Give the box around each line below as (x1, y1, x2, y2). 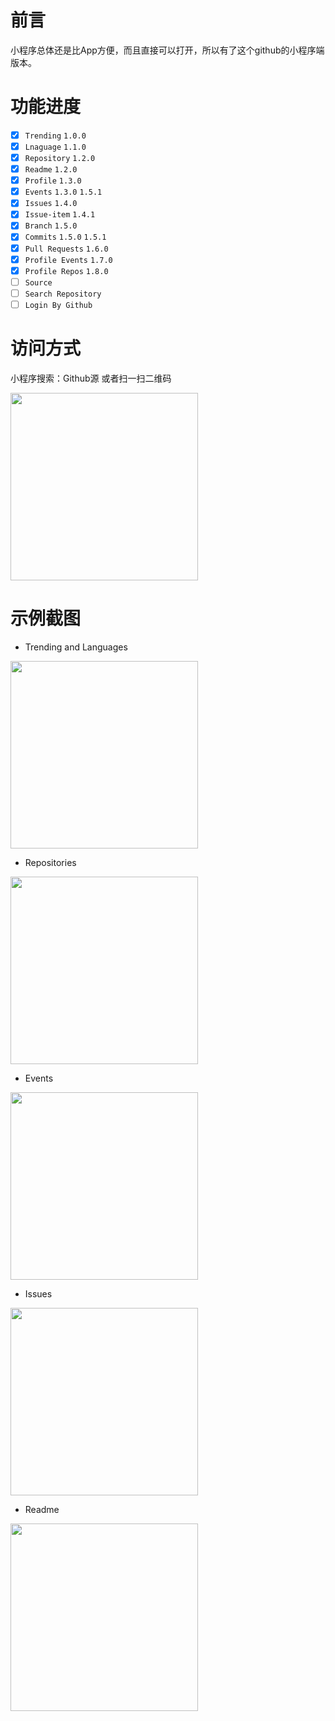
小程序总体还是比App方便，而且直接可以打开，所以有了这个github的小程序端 (10, 44, 325, 56)
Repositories (24, 856, 77, 868)
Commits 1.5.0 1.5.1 (24, 232, 107, 243)
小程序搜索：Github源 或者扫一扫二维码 (10, 372, 172, 384)
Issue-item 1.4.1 (24, 210, 96, 220)
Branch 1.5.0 (24, 221, 78, 231)
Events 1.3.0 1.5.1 (24, 187, 103, 198)
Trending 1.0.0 (24, 131, 87, 141)
